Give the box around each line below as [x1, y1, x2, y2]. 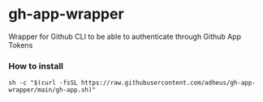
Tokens [8, 40, 33, 49]
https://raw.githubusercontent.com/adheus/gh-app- [80, 79, 256, 87]
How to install [8, 60, 63, 71]
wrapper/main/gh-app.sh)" [8, 86, 96, 94]
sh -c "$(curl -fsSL [8, 79, 79, 87]
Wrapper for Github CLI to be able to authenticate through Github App [8, 32, 242, 41]
